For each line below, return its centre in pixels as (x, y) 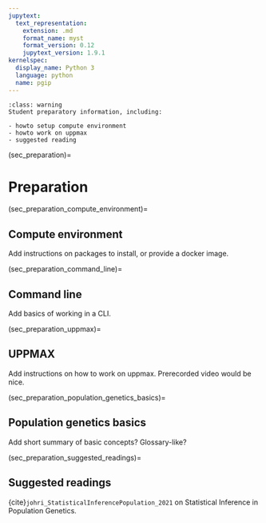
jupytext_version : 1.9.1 (64, 53)
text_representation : (52, 23)
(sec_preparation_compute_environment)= (78, 209)
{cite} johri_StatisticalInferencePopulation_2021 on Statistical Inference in (133, 502)
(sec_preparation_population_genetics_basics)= (87, 397)
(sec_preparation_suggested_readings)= (75, 457)
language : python (44, 75)
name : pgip (34, 82)
